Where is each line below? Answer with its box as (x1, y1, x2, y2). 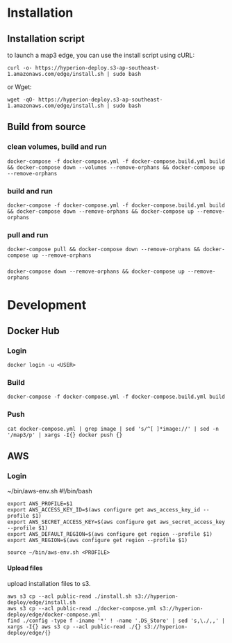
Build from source (7, 121, 86, 133)
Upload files (7, 564, 43, 572)
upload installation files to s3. (7, 579, 91, 587)
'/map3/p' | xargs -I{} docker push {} (7, 431, 123, 438)
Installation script (7, 33, 85, 45)
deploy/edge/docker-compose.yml (7, 611, 101, 618)
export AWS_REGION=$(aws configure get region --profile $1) (7, 537, 188, 544)
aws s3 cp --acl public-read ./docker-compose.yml (7, 605, 157, 612)
